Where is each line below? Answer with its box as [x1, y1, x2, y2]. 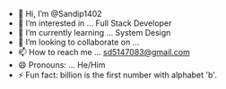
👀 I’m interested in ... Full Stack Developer [17, 18, 172, 28]
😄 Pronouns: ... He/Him [17, 60, 106, 70]
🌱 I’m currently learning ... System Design [17, 28, 171, 37]
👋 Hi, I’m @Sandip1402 [17, 9, 102, 19]
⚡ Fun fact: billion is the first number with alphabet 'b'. [17, 69, 217, 80]
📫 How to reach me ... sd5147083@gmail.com [17, 47, 190, 57]
